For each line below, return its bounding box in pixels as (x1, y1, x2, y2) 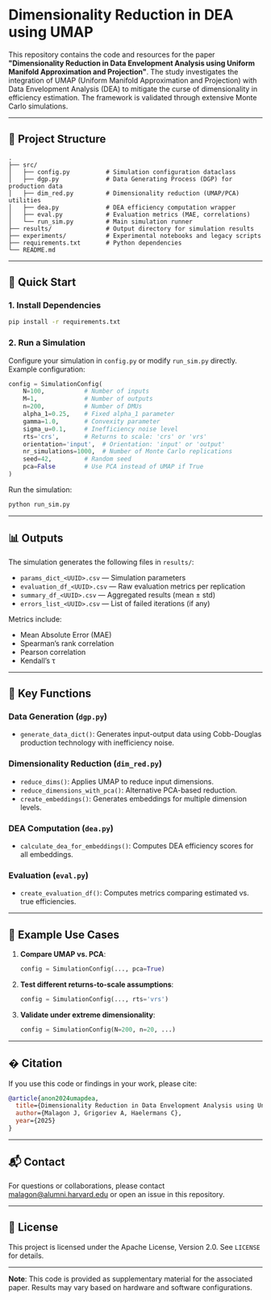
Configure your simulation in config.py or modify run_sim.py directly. (8, 355, 238, 365)
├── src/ (8, 160, 38, 169)
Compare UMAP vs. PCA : (19, 950, 106, 959)
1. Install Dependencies (8, 300, 102, 311)
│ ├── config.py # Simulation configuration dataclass (8, 168, 236, 176)
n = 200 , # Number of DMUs (23, 402, 143, 410)
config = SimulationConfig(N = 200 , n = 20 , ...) (19, 1026, 176, 1034)
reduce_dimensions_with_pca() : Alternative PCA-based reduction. (19, 785, 238, 795)
